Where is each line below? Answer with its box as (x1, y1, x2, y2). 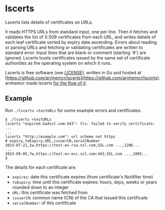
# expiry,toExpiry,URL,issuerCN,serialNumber (5, 138, 100, 143)
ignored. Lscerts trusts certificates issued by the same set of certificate (5, 55, 150, 60)
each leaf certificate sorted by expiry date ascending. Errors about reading (5, 39, 157, 45)
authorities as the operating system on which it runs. (5, 60, 112, 66)
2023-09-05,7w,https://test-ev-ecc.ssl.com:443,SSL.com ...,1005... (5, 151, 149, 156)
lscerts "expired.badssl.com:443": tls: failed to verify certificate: (5, 121, 155, 126)
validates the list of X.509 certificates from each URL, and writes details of (5, 34, 156, 40)
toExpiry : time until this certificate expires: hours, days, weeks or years (12, 179, 158, 185)
